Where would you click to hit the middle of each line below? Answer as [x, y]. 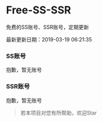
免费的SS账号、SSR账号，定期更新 [48, 27]
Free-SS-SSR [38, 10]
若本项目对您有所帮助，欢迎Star [59, 113]
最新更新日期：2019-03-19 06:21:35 [49, 39]
